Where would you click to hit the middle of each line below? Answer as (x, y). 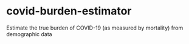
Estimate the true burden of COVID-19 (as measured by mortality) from (95, 28)
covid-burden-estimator (69, 11)
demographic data (29, 34)
